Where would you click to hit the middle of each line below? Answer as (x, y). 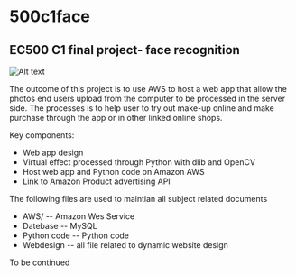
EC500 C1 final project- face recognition (125, 50)
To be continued (40, 262)
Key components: (42, 135)
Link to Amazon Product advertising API (97, 181)
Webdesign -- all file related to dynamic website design (125, 245)
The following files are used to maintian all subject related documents (139, 199)
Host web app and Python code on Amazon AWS (113, 172)
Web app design (53, 152)
